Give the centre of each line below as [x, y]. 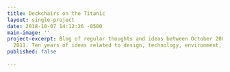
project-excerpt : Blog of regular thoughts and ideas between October [110, 39]
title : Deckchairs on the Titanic [56, 13]
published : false [32, 52]
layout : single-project [41, 20]
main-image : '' [29, 33]
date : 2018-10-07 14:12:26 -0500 [55, 26]
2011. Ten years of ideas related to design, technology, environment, [118, 45]
